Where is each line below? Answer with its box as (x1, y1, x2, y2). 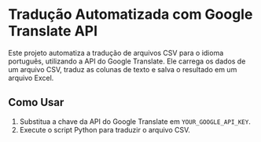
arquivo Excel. (8, 73, 54, 82)
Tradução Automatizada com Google (8, 5, 253, 24)
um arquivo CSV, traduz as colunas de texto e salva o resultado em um (8, 64, 237, 74)
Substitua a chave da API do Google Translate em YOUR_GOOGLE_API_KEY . (19, 116, 252, 126)
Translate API (8, 22, 98, 40)
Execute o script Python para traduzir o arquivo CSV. (19, 125, 191, 134)
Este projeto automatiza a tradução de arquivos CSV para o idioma (8, 48, 224, 57)
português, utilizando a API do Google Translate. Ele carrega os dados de (8, 56, 246, 66)
